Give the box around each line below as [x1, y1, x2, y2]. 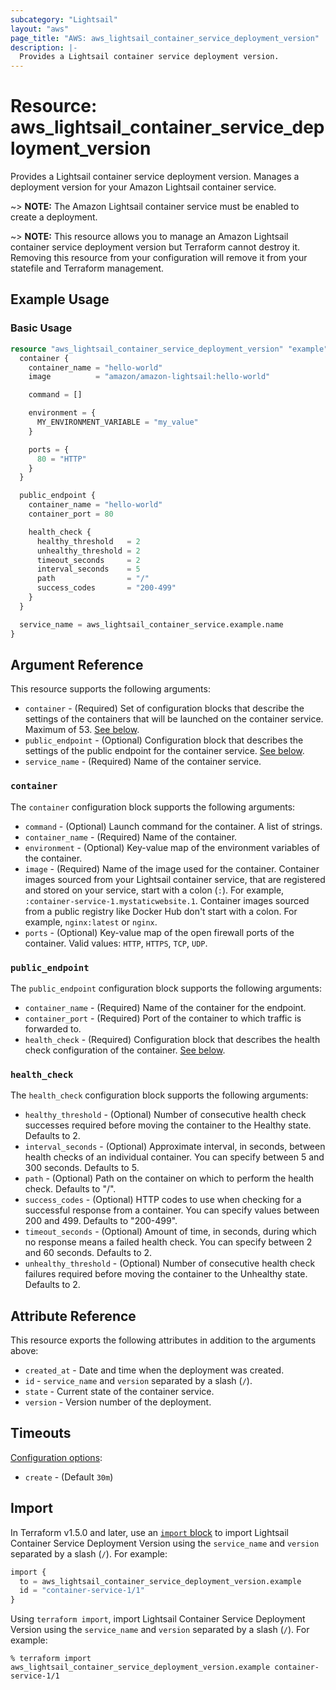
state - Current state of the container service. [24, 1386, 215, 1398]
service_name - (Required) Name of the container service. [24, 756, 262, 768]
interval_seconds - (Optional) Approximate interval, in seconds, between [24, 1141, 326, 1153]
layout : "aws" [10, 24, 70, 34]
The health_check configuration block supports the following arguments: [10, 1089, 309, 1101]
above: [10, 1345, 39, 1357]
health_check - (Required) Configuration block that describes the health [24, 1033, 321, 1045]
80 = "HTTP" [36, 454, 87, 464]
